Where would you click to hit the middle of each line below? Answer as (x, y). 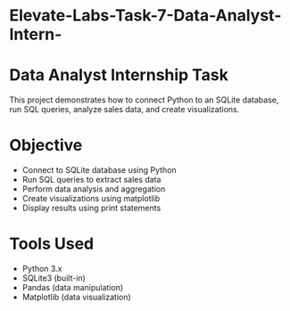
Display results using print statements (91, 208)
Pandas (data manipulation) (73, 287)
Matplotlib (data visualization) (76, 297)
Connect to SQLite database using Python (99, 170)
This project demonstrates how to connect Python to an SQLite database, (144, 100)
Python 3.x (42, 269)
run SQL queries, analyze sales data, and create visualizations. (124, 110)
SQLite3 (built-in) (54, 278)
